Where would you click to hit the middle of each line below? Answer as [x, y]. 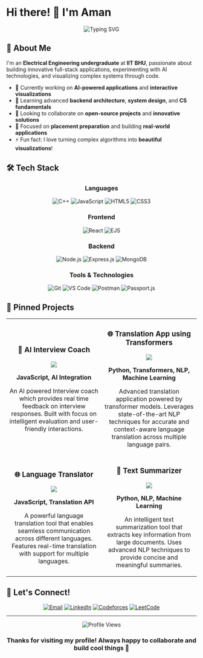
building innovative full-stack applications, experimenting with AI [87, 69]
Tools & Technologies [101, 275]
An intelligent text [149, 519]
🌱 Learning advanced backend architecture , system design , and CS [101, 100]
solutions [27, 119]
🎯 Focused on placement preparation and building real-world [92, 126]
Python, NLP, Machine [149, 498]
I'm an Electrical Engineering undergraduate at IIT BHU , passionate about [99, 62]
